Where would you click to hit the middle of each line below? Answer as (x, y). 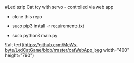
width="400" (116, 50)
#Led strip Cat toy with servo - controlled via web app (59, 7)
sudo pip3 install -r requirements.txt (48, 26)
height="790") (19, 55)
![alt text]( (15, 45)
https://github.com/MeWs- (51, 45)
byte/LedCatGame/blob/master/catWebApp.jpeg (54, 50)
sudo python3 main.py (35, 35)
